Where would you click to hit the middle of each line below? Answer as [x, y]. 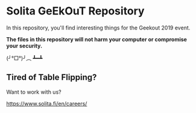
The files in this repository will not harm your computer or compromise [96, 39]
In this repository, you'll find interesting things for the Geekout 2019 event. [98, 28]
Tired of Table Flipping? [52, 77]
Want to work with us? [34, 92]
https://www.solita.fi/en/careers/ [47, 103]
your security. [24, 46]
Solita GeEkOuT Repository [75, 11]
